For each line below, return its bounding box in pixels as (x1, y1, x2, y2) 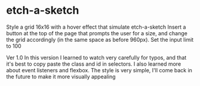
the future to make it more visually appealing (6, 73, 116, 80)
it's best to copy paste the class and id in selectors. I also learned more (6, 60, 181, 67)
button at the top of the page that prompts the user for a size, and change (6, 29, 188, 36)
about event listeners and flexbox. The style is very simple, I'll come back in (6, 66, 193, 73)
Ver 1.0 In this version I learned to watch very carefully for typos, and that (6, 54, 187, 61)
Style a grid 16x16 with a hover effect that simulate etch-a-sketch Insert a (6, 23, 186, 30)
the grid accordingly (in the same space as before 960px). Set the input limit (6, 36, 194, 43)
